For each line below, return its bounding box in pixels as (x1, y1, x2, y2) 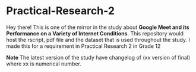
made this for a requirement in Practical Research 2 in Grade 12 (6, 42, 161, 50)
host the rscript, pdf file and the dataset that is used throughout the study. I (6, 36, 190, 43)
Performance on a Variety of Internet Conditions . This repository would (6, 30, 184, 37)
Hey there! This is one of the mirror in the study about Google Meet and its (6, 24, 189, 31)
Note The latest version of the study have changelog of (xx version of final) (6, 54, 191, 61)
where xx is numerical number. (6, 60, 82, 67)
